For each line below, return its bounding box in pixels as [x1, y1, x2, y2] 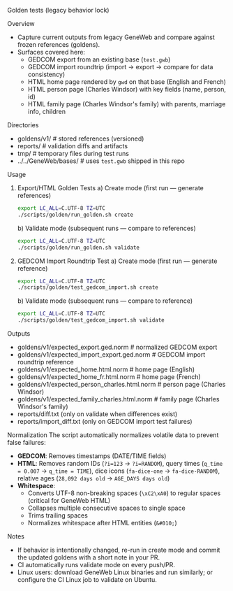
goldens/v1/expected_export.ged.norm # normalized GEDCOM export [17, 343, 218, 351]
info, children [27, 108, 66, 115]
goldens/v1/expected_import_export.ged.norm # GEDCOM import [17, 350, 206, 359]
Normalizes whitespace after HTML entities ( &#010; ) [27, 519, 178, 527]
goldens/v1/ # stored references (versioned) [17, 134, 144, 143]
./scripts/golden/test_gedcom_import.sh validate [17, 317, 165, 324]
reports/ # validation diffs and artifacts [17, 142, 128, 150]
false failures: [7, 439, 47, 446]
